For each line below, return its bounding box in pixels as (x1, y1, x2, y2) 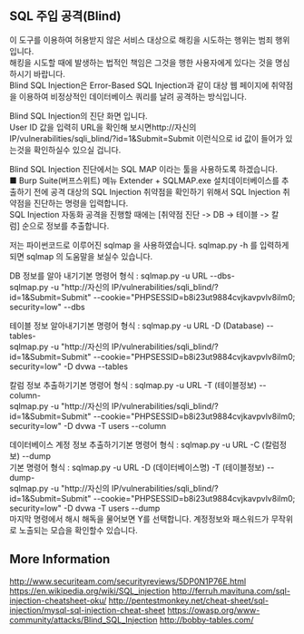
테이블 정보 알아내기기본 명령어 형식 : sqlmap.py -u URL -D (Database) (9, 320, 265, 331)
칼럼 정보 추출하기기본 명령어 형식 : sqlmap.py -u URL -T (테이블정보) (9, 379, 257, 390)
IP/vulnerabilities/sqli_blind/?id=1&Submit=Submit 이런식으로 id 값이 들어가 (9, 132, 284, 143)
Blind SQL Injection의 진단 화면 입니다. (9, 110, 148, 121)
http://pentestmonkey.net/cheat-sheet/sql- (108, 595, 270, 606)
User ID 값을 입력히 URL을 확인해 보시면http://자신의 (9, 122, 197, 132)
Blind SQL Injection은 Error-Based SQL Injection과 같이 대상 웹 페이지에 (9, 80, 270, 91)
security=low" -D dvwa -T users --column (9, 420, 167, 431)
